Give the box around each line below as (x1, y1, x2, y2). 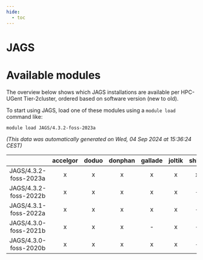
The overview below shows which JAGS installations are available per (6, 88, 180, 96)
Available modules (6, 68, 101, 82)
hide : (6, 8, 20, 15)
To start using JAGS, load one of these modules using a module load (6, 107, 176, 114)
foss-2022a (10, 208, 46, 217)
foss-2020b (10, 244, 46, 252)
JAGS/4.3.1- (9, 201, 47, 210)
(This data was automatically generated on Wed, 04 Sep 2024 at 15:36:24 (6, 135, 192, 142)
